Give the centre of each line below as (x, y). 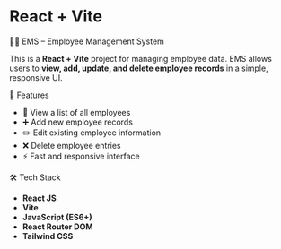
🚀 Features (29, 95)
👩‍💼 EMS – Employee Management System (87, 41)
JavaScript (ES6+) (57, 217)
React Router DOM (57, 227)
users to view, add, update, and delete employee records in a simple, (139, 68)
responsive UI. (36, 77)
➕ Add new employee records (77, 122)
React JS (39, 198)
